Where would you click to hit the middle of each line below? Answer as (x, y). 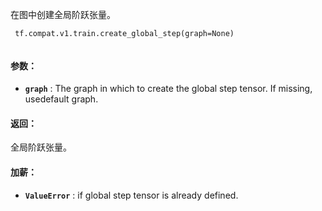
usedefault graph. (61, 99)
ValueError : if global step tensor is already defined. (131, 195)
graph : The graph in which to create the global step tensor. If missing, (168, 89)
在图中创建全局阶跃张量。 (63, 14)
